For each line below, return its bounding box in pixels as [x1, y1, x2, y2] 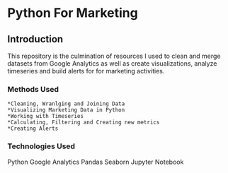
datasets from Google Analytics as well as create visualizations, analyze [7, 59, 217, 68]
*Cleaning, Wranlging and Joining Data [7, 100, 125, 107]
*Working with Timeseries [7, 113, 84, 120]
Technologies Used [7, 141, 76, 151]
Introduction [7, 33, 64, 45]
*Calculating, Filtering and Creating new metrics [7, 119, 160, 126]
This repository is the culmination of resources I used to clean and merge [7, 52, 221, 60]
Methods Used [7, 84, 59, 94]
